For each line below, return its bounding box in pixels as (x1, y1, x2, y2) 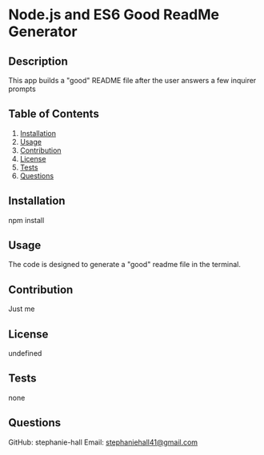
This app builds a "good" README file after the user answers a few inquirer (8, 76, 257, 85)
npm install (8, 215, 45, 225)
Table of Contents (8, 107, 100, 121)
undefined (8, 349, 42, 358)
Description (8, 54, 68, 68)
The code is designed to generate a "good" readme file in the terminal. (8, 260, 242, 269)
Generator (8, 22, 78, 41)
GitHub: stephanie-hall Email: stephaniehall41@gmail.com (8, 437, 198, 447)
